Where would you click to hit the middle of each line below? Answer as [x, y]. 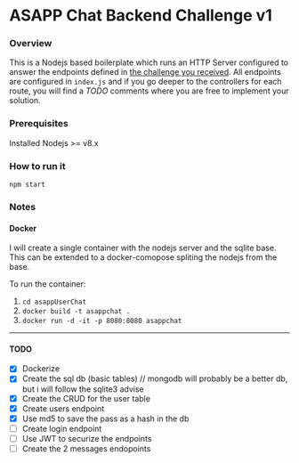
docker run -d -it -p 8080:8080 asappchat [102, 321]
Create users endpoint [63, 408]
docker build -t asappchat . [76, 312]
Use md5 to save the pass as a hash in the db [105, 418]
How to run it [37, 166]
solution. [25, 101]
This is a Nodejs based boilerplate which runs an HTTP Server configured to [149, 62]
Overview [31, 44]
